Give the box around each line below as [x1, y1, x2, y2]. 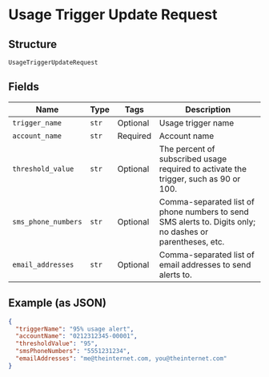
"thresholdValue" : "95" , [15, 339, 98, 348]
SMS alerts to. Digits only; [159, 216, 256, 227]
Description [185, 104, 231, 115]
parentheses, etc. [159, 236, 225, 247]
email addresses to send [159, 259, 251, 270]
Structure [8, 38, 58, 51]
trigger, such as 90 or [159, 173, 241, 185]
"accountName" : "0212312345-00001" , [15, 332, 138, 340]
